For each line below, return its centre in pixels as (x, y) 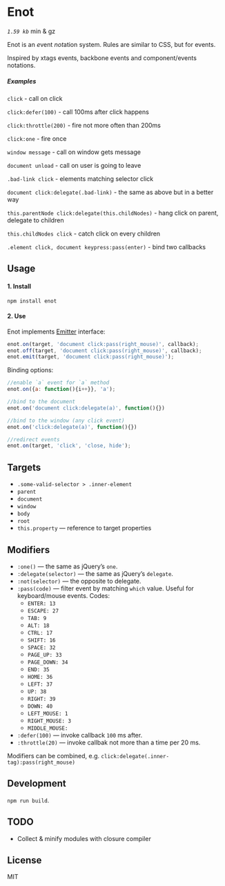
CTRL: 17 (40, 633)
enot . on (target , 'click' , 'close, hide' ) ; (69, 446)
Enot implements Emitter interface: (56, 331)
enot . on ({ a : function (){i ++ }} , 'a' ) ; (61, 389)
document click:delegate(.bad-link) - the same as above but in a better (110, 192)
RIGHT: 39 (42, 699)
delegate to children (36, 220)
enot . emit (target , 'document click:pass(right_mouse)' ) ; (91, 357)
